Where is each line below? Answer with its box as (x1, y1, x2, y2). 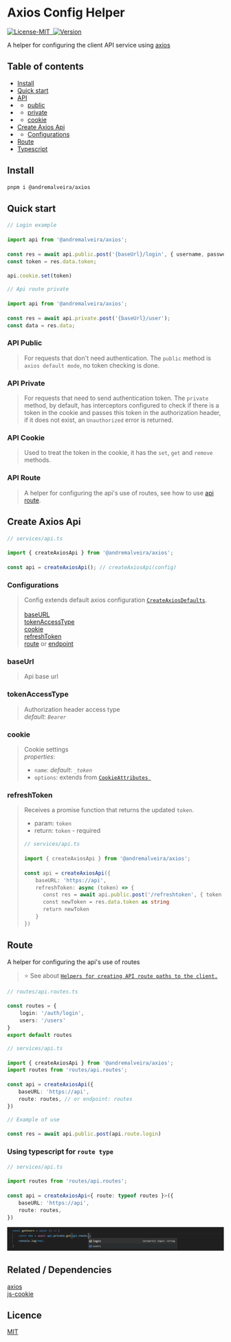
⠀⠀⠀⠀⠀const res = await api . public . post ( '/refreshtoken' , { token (23, 891, 222, 898)
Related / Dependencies (7, 1264, 112, 1276)
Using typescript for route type (7, 1147, 113, 1156)
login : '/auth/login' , (19, 1010, 85, 1017)
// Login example (7, 222, 57, 229)
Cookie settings (23, 746, 69, 754)
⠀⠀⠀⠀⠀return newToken (23, 906, 89, 913)
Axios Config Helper (7, 5, 125, 21)
